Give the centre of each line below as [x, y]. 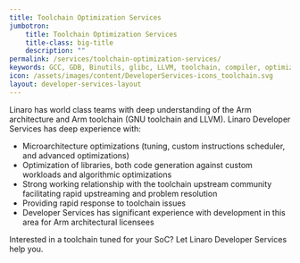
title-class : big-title [70, 42]
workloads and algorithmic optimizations [97, 174]
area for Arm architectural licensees [88, 222]
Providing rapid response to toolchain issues [104, 203]
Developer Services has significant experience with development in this [154, 212]
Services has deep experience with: [75, 128]
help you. [26, 249]
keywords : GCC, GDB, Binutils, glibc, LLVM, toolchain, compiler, [135, 68]
